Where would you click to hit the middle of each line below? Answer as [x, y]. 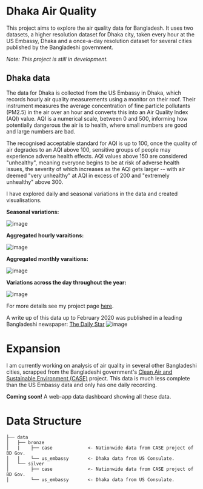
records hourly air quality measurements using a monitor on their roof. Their [101, 99]
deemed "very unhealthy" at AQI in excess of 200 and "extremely [88, 175]
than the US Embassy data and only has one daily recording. [82, 385]
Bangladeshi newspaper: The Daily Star [55, 324]
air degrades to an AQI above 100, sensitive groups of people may [88, 149]
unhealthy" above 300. [35, 182]
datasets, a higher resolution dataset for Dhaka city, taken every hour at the [101, 34]
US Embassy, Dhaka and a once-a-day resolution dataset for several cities [99, 41]
